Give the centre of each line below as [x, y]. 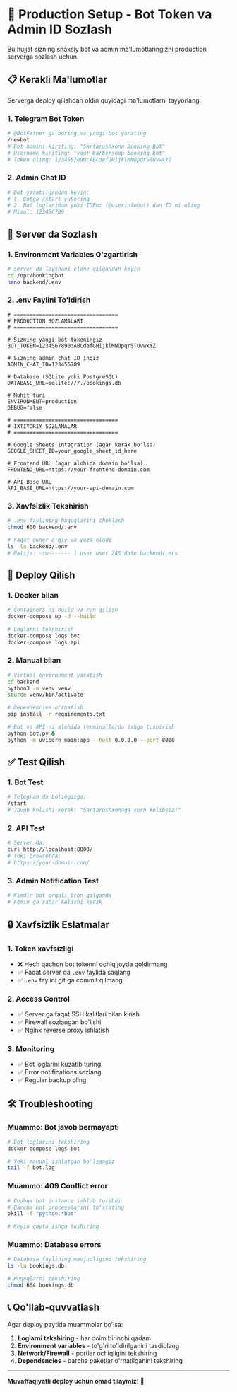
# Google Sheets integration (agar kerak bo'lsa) [82, 445]
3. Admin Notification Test [53, 881]
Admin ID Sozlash [60, 29]
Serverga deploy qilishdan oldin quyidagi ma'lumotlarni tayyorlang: [104, 100]
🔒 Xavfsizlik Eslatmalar [59, 925]
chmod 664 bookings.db [41, 1286]
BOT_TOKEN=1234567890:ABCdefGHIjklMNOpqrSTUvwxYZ [82, 346]
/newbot [19, 140]
